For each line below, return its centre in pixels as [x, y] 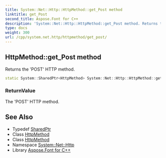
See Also [19, 117]
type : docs [16, 28]
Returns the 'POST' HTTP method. [40, 69]
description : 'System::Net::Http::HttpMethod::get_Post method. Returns [82, 23]
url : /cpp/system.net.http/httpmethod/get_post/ [56, 38]
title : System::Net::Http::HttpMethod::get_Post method [64, 10]
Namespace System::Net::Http [43, 145]
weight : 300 [17, 33]
